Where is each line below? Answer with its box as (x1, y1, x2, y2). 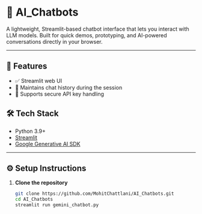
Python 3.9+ (14, 127, 46, 135)
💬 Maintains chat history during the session (14, 84, 123, 91)
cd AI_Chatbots (14, 197, 54, 203)
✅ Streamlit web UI (14, 77, 62, 84)
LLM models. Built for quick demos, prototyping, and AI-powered (6, 31, 167, 38)
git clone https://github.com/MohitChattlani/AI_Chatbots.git (14, 191, 174, 197)
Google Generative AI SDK (14, 140, 81, 147)
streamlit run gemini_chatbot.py (14, 202, 99, 208)
